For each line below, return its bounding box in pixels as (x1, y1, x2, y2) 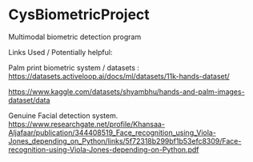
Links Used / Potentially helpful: (8, 47, 113, 57)
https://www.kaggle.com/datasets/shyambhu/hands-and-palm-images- (8, 86, 246, 97)
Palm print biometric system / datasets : (8, 62, 140, 73)
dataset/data (8, 95, 50, 105)
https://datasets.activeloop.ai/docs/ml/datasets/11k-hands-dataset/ (8, 71, 230, 81)
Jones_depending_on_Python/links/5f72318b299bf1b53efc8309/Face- (8, 136, 242, 145)
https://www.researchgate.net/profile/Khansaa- (8, 119, 166, 128)
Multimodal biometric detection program (8, 32, 142, 41)
